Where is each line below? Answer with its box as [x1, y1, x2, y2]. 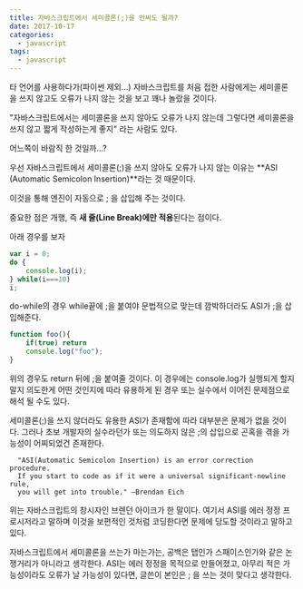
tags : [9, 47, 30, 56]
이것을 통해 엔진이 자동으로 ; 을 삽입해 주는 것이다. [9, 192, 186, 203]
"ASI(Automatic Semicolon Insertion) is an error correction [17, 456, 254, 465]
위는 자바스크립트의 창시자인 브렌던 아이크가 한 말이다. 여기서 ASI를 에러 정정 [9, 505, 281, 515]
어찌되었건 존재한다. [33, 437, 104, 448]
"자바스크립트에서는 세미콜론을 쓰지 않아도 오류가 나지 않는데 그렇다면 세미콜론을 [9, 113, 295, 123]
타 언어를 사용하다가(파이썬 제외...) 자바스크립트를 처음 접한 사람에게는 [9, 82, 258, 92]
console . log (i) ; [25, 266, 88, 275]
